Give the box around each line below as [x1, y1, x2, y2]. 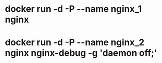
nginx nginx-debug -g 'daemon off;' [5, 47, 157, 59]
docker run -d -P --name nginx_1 [5, 3, 142, 15]
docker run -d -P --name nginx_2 [5, 37, 145, 48]
